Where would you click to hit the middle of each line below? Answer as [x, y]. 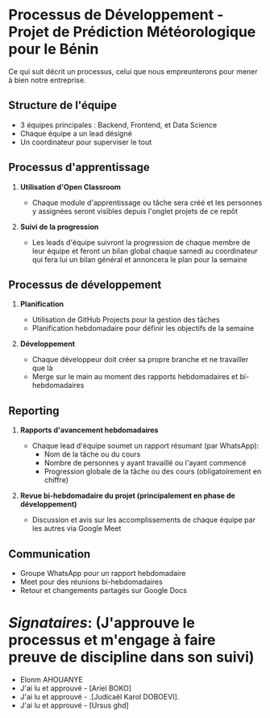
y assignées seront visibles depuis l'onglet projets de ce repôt [135, 211]
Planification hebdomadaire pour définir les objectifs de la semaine [143, 328]
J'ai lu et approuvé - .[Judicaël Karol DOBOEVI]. [100, 696]
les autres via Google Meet [77, 528]
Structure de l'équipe [63, 105]
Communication [50, 554]
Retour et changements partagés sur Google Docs [104, 590]
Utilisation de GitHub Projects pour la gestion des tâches [126, 319]
